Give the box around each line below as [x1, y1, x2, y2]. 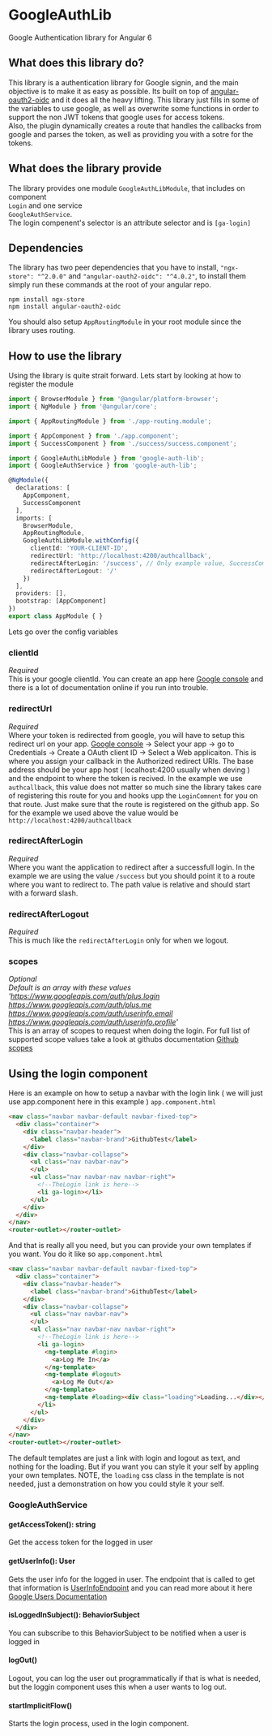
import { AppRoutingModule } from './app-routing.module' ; [8, 417, 212, 425]
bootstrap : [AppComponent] [15, 597, 107, 606]
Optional [8, 974, 37, 984]
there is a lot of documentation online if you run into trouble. [8, 683, 209, 693]
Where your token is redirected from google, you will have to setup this [8, 730, 245, 740]
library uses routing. [8, 326, 75, 335]
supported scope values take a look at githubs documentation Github [8, 1034, 239, 1044]
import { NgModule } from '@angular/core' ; [8, 403, 158, 411]
